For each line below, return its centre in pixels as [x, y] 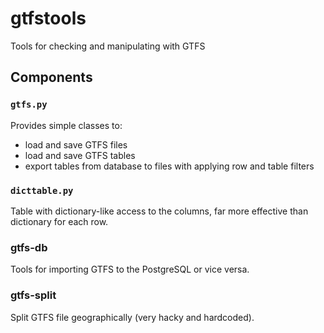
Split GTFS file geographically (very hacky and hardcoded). [132, 317]
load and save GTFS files [76, 144]
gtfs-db [29, 247]
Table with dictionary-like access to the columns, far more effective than [159, 211]
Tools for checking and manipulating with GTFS [108, 46]
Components [51, 77]
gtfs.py [29, 105]
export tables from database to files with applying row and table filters [169, 166]
